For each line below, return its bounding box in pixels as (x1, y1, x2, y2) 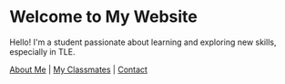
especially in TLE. (9, 46, 76, 57)
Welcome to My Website (9, 6, 198, 27)
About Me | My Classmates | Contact (9, 64, 148, 75)
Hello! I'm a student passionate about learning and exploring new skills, (9, 37, 277, 47)
